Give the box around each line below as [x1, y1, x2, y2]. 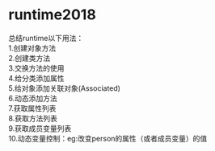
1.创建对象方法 [8, 43, 57, 53]
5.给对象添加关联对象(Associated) [8, 83, 121, 93]
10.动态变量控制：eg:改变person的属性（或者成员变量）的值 [8, 133, 208, 143]
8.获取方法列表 [8, 113, 58, 123]
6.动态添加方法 [8, 93, 58, 103]
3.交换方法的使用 [8, 63, 65, 73]
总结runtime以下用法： [8, 33, 84, 43]
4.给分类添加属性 [8, 73, 65, 83]
